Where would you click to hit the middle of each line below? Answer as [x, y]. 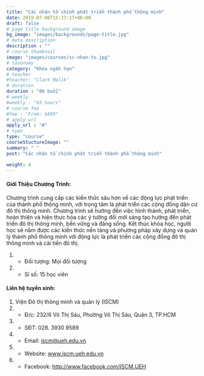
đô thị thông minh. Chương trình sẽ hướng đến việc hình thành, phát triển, [98, 210]
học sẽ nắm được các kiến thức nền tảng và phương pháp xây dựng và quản [102, 230]
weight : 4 [19, 165]
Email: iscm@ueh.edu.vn [55, 340]
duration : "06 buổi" [34, 91]
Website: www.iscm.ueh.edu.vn [64, 353]
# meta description [31, 40]
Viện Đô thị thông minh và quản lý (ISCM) [67, 302]
